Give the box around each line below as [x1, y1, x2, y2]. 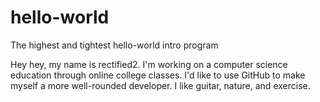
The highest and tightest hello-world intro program [10, 39, 219, 51]
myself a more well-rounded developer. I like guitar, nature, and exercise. [10, 79, 311, 91]
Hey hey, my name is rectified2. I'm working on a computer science [10, 58, 288, 70]
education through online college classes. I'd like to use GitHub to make [10, 69, 306, 81]
